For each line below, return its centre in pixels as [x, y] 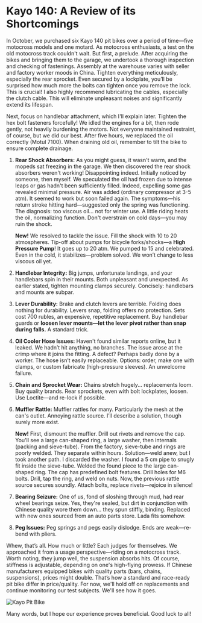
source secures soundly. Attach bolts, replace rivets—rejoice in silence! [104, 485]
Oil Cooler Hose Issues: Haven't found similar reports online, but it [98, 341]
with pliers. [43, 534]
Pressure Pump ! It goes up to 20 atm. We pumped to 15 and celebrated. [104, 248]
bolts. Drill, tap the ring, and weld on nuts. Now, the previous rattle [97, 478]
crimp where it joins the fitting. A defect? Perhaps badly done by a [97, 354]
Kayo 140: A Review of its [71, 11]
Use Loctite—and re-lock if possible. [61, 397]
